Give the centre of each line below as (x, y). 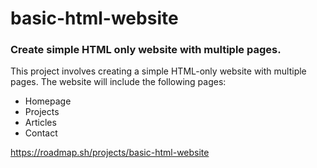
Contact (41, 133)
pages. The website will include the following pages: (118, 82)
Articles (40, 123)
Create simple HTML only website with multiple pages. (146, 50)
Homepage (48, 101)
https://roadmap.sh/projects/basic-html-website (110, 153)
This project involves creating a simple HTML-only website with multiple (158, 71)
